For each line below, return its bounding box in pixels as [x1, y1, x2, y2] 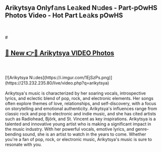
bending [5, 131, 22, 137]
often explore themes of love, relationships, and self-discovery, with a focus [5, 100, 156, 106]
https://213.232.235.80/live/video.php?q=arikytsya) [5, 80, 109, 86]
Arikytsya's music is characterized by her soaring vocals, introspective [5, 90, 146, 96]
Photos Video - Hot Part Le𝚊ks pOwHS [5, 12, 123, 20]
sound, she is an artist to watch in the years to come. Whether [22, 131, 147, 137]
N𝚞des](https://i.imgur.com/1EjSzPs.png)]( [29, 74, 113, 80]
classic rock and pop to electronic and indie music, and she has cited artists [5, 111, 156, 116]
